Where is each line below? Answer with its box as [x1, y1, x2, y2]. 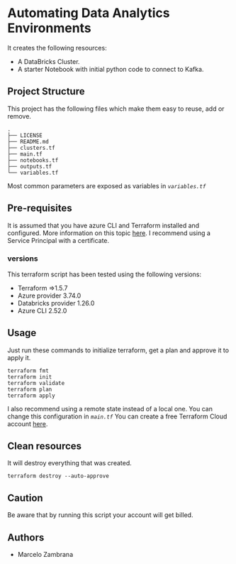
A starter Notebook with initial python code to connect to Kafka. [17, 65, 204, 73]
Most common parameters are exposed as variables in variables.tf [7, 181, 206, 190]
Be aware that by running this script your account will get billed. [7, 511, 193, 519]
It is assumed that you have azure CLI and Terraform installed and [7, 221, 200, 229]
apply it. [7, 353, 31, 362]
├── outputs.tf [7, 163, 52, 170]
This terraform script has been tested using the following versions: [7, 270, 202, 278]
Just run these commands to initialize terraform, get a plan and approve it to [7, 346, 229, 354]
